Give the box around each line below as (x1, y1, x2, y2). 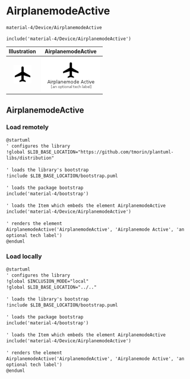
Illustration (8, 48, 37, 55)
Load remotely (6, 123, 49, 131)
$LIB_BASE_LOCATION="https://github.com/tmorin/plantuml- (27, 149, 174, 155)
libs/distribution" (6, 155, 55, 161)
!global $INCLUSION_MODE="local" (6, 278, 89, 284)
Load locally (6, 252, 42, 260)
